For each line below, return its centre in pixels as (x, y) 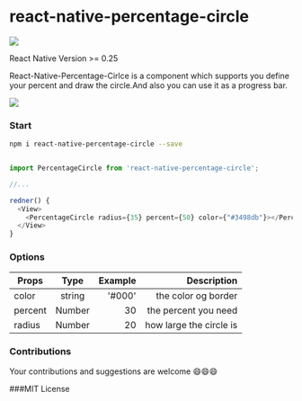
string (72, 296)
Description (212, 281)
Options (27, 257)
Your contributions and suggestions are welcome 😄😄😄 (114, 371)
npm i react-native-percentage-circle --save (96, 144)
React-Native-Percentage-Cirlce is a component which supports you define (150, 76)
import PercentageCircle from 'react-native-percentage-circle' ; (134, 168)
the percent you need (192, 310)
